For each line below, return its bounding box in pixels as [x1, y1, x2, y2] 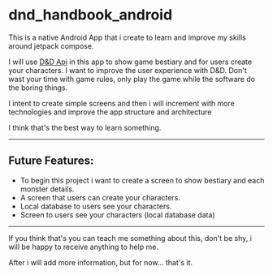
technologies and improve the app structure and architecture [8, 107, 212, 117]
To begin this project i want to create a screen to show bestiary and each [19, 175, 265, 185]
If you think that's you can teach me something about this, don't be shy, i [8, 233, 252, 243]
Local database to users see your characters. [19, 201, 172, 211]
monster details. [19, 184, 75, 194]
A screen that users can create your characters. [19, 192, 181, 202]
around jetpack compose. [8, 41, 94, 50]
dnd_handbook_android [8, 6, 173, 24]
